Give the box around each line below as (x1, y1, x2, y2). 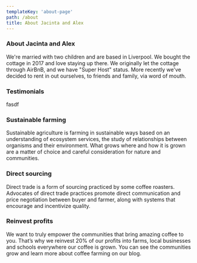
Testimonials (6, 87, 45, 96)
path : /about (6, 14, 39, 20)
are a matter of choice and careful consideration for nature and (6, 148, 161, 155)
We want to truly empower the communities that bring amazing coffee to (6, 231, 184, 238)
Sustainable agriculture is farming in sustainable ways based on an (6, 129, 170, 136)
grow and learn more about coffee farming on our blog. (6, 249, 142, 257)
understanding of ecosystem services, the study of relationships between (6, 136, 187, 143)
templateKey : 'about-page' (6, 8, 73, 15)
